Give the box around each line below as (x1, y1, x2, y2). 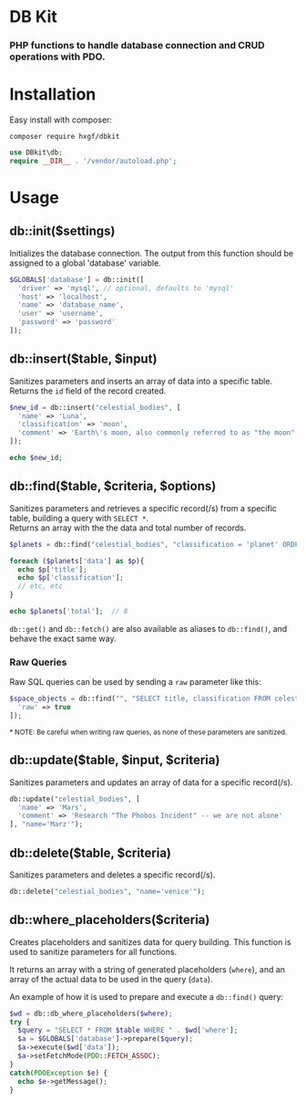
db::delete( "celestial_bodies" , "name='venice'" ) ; (9, 887, 206, 896)
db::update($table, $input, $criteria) (9, 752, 220, 768)
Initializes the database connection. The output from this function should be (9, 247, 294, 258)
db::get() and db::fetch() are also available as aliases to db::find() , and (9, 623, 288, 634)
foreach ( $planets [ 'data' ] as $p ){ (9, 556, 145, 565)
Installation (9, 84, 97, 105)
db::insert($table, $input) (9, 352, 158, 367)
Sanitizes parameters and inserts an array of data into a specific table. (9, 375, 273, 386)
